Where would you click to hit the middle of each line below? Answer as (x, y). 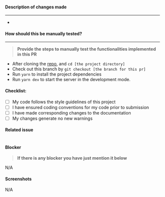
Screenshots (18, 179)
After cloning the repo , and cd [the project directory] (69, 64)
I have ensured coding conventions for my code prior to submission (81, 107)
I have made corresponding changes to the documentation (71, 113)
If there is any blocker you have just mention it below (72, 158)
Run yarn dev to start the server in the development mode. (71, 80)
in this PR (27, 55)
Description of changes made (36, 7)
